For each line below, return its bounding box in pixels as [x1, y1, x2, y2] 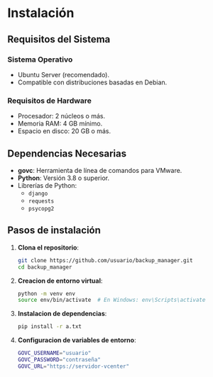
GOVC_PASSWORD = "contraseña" [17, 356, 101, 364]
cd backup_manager [17, 264, 72, 271]
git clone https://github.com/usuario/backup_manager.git [17, 257, 193, 264]
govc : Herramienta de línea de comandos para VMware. [17, 166, 182, 174]
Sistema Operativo [7, 55, 73, 64]
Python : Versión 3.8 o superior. [17, 174, 110, 182]
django [28, 190, 48, 197]
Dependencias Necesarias [7, 147, 126, 159]
